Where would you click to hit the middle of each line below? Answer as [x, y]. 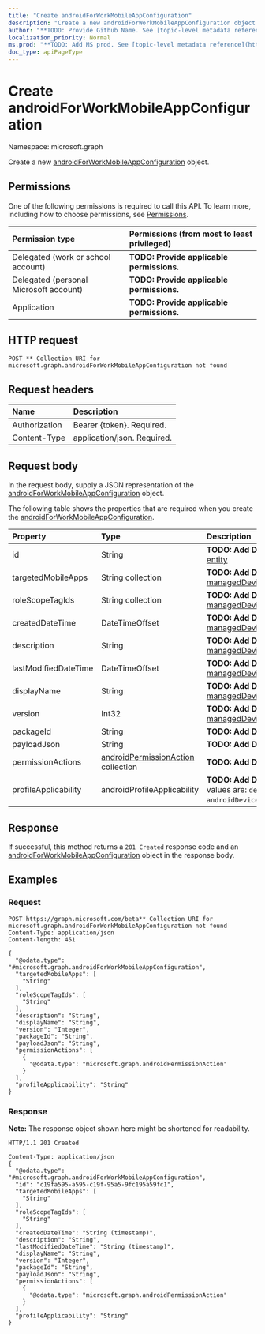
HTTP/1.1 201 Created [44, 1143]
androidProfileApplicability [150, 790]
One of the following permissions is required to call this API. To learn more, [130, 205]
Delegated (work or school [62, 257]
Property [29, 536]
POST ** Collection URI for [54, 359]
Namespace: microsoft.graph [56, 146]
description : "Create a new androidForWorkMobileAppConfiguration [119, 23]
